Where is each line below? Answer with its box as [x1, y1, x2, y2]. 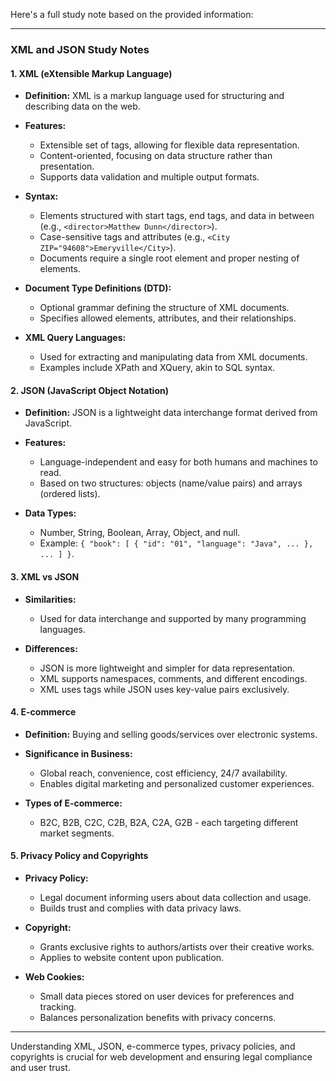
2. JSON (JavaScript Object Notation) [10, 384, 169, 396]
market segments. [39, 827, 115, 839]
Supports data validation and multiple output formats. [39, 171, 260, 183]
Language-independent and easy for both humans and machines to [39, 456, 318, 468]
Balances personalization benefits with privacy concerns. [39, 1011, 277, 1023]
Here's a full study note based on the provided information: [10, 9, 254, 20]
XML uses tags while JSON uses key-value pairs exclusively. [39, 683, 290, 695]
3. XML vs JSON [10, 570, 80, 583]
